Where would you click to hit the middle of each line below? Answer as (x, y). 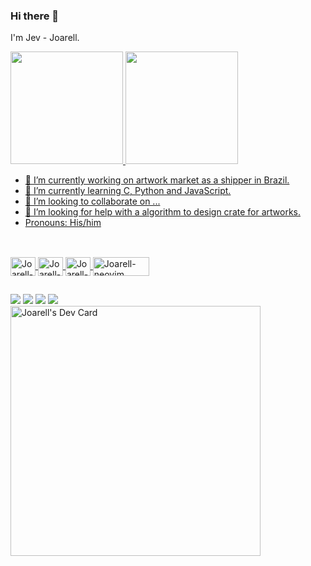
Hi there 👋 (35, 16)
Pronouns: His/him (63, 223)
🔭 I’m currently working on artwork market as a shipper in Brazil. (157, 180)
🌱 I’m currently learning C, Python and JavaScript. (128, 191)
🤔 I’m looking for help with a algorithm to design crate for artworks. (162, 212)
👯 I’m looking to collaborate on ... (92, 201)
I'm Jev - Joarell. (45, 38)
